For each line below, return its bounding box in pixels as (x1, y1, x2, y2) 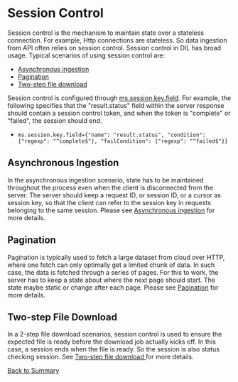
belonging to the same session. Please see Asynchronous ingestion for (7, 206, 215, 214)
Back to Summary (7, 366, 60, 375)
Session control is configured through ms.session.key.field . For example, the (7, 94, 232, 102)
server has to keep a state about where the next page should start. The (7, 275, 215, 284)
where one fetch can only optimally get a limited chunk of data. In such (7, 261, 215, 269)
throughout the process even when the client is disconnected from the (7, 183, 214, 192)
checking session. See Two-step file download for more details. (7, 353, 194, 361)
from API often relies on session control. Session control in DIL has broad (7, 43, 222, 52)
